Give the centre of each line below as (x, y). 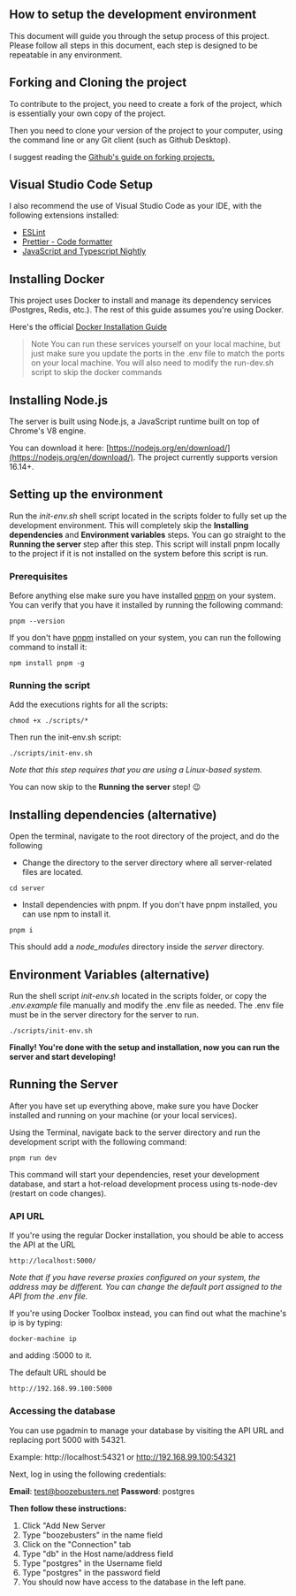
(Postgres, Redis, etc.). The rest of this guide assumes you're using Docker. (147, 310)
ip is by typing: (36, 1323)
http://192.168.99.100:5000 (61, 1389)
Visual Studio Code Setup (81, 185)
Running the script (50, 686)
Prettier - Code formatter (67, 242)
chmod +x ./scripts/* (49, 721)
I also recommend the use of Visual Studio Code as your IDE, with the (136, 206)
